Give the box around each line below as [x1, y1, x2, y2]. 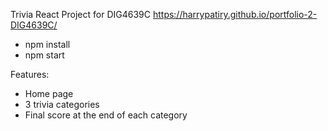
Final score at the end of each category [24, 109, 188, 121]
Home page [24, 88, 74, 99]
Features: [10, 69, 50, 80]
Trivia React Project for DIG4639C [10, 9, 151, 20]
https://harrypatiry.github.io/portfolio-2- [152, 9, 318, 20]
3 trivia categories [24, 99, 100, 110]
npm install [24, 39, 71, 50]
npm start [24, 49, 65, 61]
